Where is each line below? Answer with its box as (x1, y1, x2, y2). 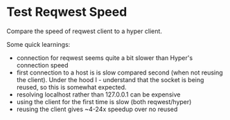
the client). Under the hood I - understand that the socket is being (16, 75, 204, 83)
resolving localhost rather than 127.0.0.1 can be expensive (16, 90, 181, 99)
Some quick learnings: (6, 40, 71, 48)
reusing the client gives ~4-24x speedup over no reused (16, 105, 178, 113)
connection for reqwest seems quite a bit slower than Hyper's (16, 53, 193, 62)
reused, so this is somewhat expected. (16, 83, 127, 91)
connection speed (16, 61, 69, 69)
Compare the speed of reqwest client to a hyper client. (6, 27, 162, 35)
